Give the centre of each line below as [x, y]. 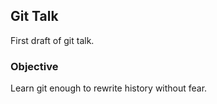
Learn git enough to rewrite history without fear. [109, 88]
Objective [34, 66]
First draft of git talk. [52, 40]
